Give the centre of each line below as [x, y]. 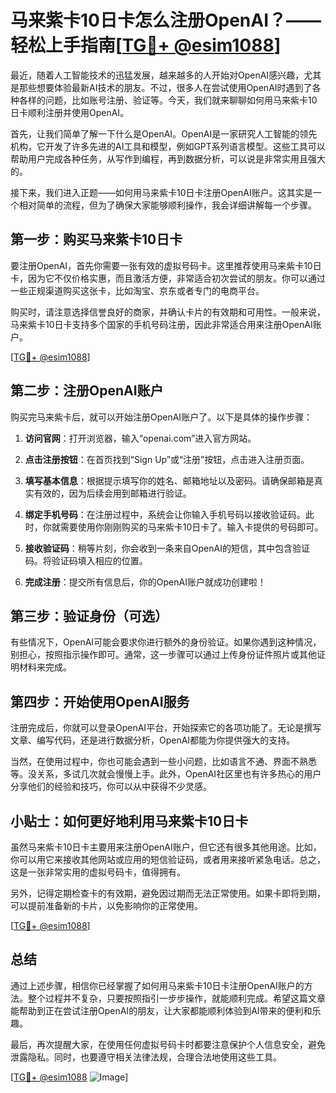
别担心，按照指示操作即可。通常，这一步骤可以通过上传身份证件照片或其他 [163, 655]
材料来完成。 [45, 667]
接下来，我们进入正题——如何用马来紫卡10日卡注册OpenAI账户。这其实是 [161, 192]
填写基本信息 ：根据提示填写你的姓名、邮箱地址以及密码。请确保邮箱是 [169, 480]
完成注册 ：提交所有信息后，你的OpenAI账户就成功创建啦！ [145, 582]
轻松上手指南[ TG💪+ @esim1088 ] [146, 45]
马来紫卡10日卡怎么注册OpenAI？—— [166, 20]
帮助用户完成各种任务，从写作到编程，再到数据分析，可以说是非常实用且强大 [168, 158]
